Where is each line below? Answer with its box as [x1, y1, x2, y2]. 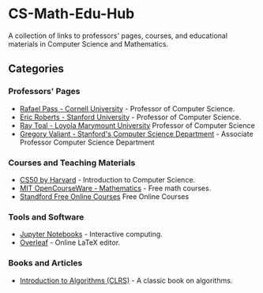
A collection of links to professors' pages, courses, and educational [8, 31, 227, 40]
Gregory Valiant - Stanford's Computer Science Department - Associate [19, 129, 254, 138]
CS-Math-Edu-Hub [8, 5, 135, 23]
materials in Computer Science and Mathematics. [8, 39, 168, 48]
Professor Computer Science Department [19, 137, 156, 147]
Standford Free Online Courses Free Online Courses [19, 191, 190, 201]
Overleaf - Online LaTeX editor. [19, 238, 121, 247]
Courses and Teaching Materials [8, 157, 136, 168]
